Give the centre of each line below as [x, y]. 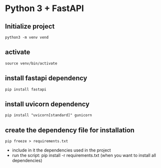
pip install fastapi [26, 89]
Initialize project [30, 26]
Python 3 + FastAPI [44, 8]
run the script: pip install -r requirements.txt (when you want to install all [84, 155]
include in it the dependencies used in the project [61, 150]
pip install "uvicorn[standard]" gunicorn [48, 115]
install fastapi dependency [46, 78]
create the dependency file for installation [70, 130]
